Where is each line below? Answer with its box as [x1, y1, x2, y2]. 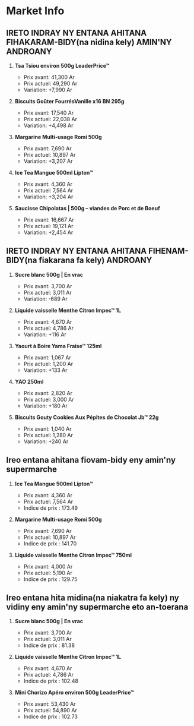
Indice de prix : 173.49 [23, 504, 78, 512]
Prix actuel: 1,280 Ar [23, 431, 73, 438]
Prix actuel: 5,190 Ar [23, 569, 72, 576]
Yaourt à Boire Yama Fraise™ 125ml [14, 342, 102, 349]
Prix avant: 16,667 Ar [23, 216, 74, 223]
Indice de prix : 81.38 [23, 642, 75, 649]
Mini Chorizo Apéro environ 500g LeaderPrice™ [14, 689, 135, 696]
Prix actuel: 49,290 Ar [23, 80, 78, 87]
